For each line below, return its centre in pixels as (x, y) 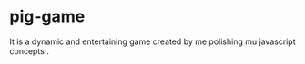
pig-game (47, 17)
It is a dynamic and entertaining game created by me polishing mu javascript (152, 41)
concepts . (30, 50)
